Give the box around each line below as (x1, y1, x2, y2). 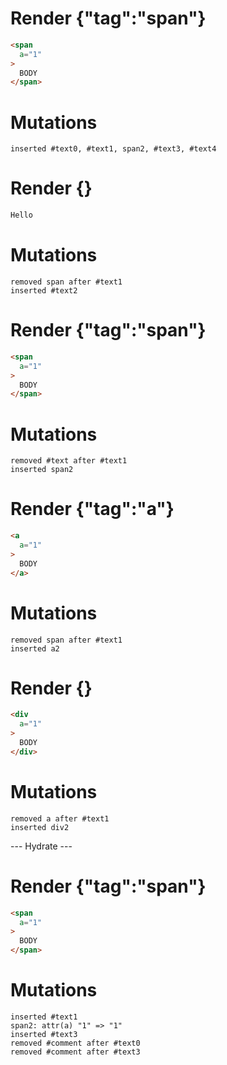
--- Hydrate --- (10, 840, 73, 852)
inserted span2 (10, 465, 74, 475)
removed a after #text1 (10, 813, 110, 824)
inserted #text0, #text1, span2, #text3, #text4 (10, 144, 217, 154)
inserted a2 (10, 643, 60, 654)
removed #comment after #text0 (10, 1038, 141, 1048)
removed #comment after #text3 (10, 1047, 141, 1057)
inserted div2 (10, 822, 70, 832)
